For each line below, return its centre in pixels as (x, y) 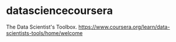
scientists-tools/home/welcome (44, 33)
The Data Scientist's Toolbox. (42, 27)
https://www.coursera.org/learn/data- (124, 27)
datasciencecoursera (59, 11)
